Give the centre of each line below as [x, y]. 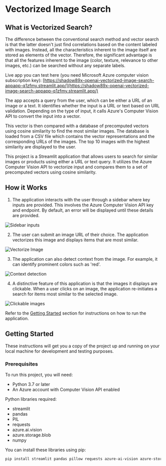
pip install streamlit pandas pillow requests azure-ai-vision [72, 459]
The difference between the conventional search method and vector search [82, 39]
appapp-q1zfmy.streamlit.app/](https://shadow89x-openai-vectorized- [77, 86]
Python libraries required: [31, 399]
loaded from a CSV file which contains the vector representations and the [80, 136]
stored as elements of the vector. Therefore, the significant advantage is [79, 55]
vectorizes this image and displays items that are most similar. [75, 240]
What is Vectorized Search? [49, 27]
